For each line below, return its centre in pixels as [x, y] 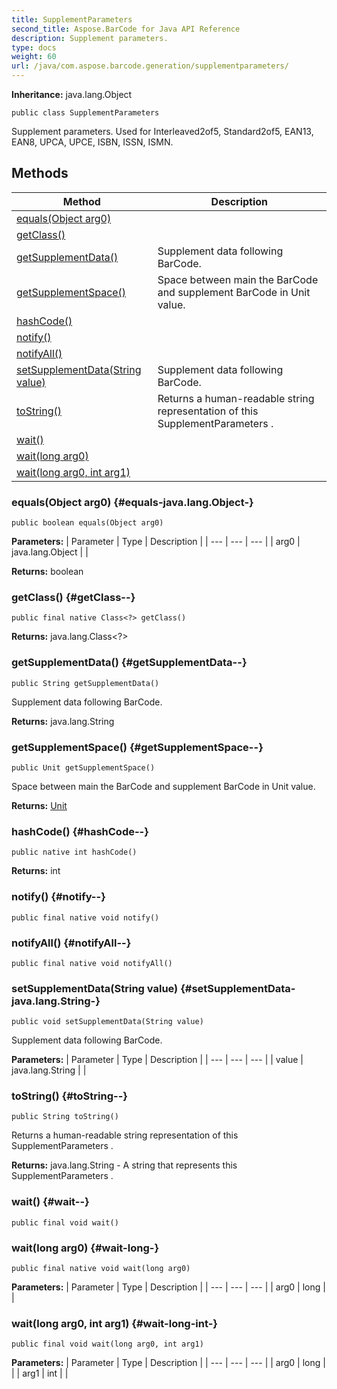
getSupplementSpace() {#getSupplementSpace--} [137, 747]
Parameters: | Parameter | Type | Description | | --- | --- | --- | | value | [157, 1060]
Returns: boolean [47, 572]
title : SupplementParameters [72, 19]
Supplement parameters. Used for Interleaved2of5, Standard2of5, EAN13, [162, 131]
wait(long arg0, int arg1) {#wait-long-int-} [115, 1323]
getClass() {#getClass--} [73, 598]
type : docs [34, 47]
